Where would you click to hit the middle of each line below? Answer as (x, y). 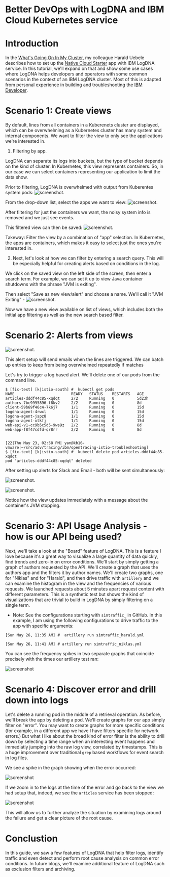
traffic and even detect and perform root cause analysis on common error (82, 858)
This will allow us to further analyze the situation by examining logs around (83, 812)
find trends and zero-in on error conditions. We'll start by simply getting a (82, 561)
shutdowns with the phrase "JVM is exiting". (51, 285)
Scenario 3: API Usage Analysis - (76, 526)
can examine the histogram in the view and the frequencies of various (78, 583)
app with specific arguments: (43, 626)
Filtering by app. (30, 151)
